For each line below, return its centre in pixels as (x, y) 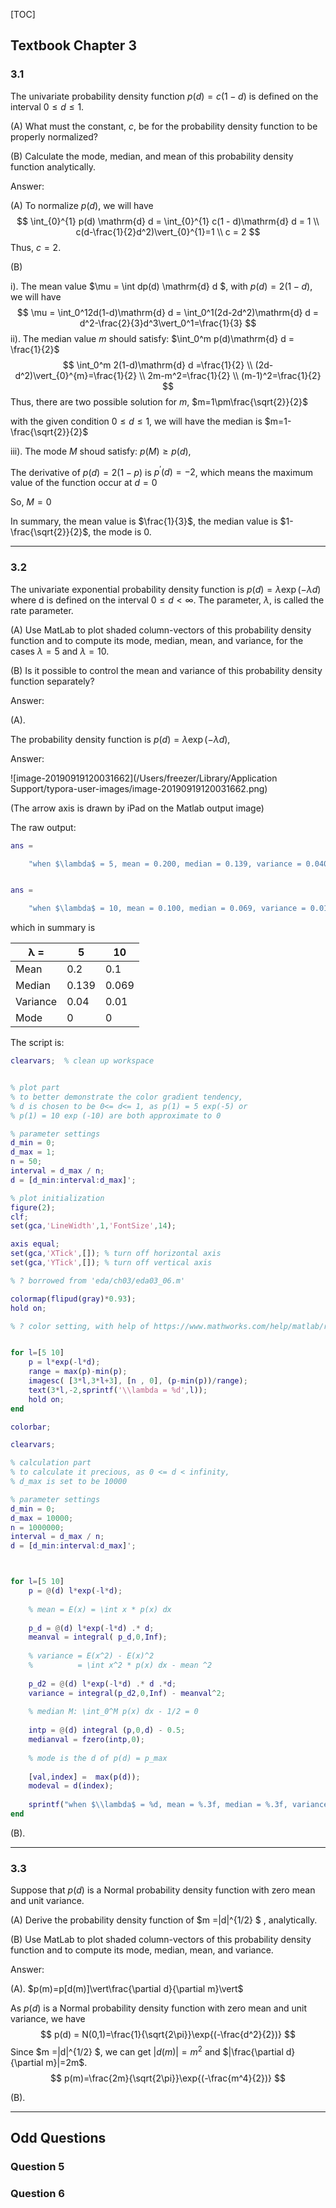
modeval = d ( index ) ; (71, 1786)
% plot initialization (57, 1198)
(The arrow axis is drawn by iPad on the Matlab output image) (137, 808)
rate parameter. (42, 610)
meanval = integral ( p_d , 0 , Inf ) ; (98, 1637)
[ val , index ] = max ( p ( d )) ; (84, 1777)
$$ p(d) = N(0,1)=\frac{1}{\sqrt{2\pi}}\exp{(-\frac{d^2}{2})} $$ (168, 2035)
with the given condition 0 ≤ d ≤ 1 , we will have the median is (136, 421)
